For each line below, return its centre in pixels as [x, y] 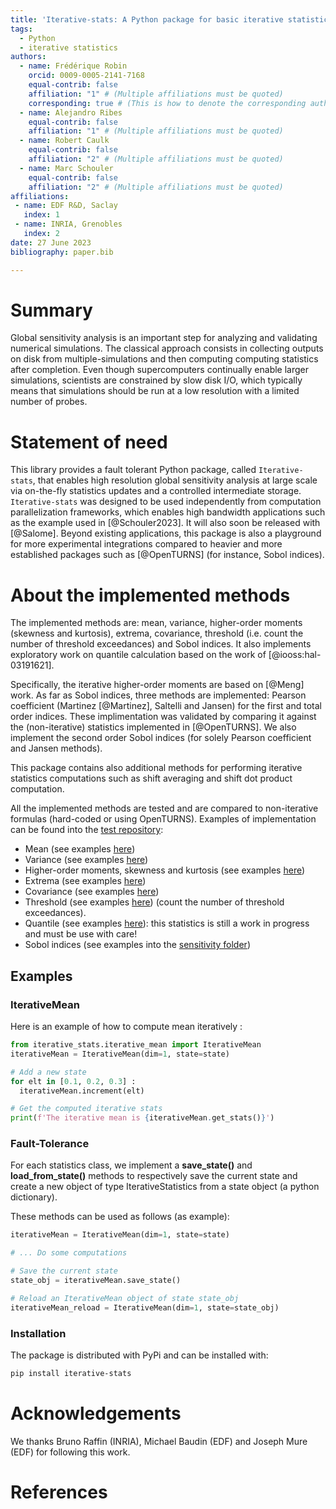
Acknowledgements [96, 1413]
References [59, 1492]
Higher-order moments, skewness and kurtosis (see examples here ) [165, 870]
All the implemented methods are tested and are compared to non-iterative [164, 808]
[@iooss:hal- [295, 655]
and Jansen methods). [56, 748]
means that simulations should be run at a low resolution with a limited [155, 391]
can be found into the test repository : [87, 830]
